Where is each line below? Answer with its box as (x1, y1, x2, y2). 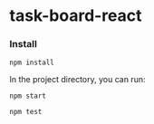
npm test (9, 108, 43, 117)
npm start (9, 91, 47, 100)
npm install (9, 58, 54, 68)
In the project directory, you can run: (9, 74, 146, 85)
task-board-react (9, 5, 142, 26)
